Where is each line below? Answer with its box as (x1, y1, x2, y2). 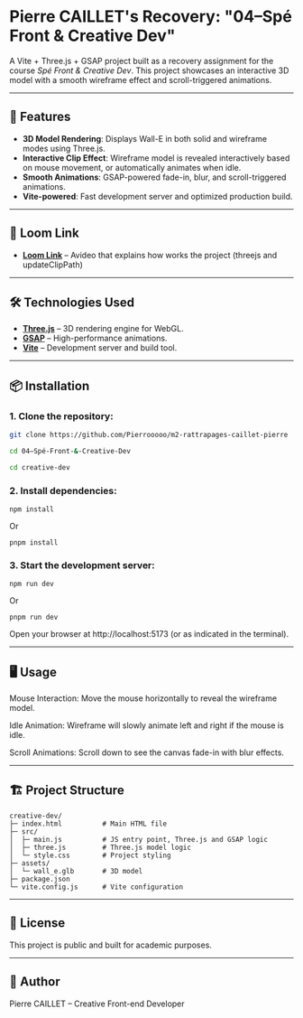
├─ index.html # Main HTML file (9, 819, 168, 828)
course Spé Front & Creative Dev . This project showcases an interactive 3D (9, 65, 289, 76)
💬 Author (9, 974, 60, 990)
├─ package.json (9, 874, 70, 883)
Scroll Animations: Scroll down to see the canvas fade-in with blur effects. (9, 747, 284, 758)
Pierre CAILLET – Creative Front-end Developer (9, 998, 185, 1009)
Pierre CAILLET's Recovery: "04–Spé (9, 6, 293, 27)
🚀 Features (9, 109, 71, 125)
